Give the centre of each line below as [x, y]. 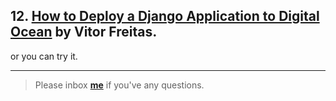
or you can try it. [44, 56]
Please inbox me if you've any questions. [119, 85]
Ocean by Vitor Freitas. [84, 32]
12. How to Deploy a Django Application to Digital [165, 16]
